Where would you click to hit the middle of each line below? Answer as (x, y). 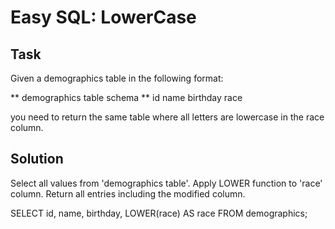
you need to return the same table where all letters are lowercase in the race (167, 117)
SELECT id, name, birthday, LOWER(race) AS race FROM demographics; (159, 213)
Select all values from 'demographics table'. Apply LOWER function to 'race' (166, 183)
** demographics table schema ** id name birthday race (126, 97)
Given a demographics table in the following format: (117, 78)
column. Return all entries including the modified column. (128, 193)
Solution (37, 159)
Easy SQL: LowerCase (103, 17)
